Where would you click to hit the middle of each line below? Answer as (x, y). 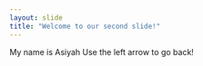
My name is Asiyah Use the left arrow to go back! (101, 52)
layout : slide (36, 18)
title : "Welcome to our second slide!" (85, 26)
